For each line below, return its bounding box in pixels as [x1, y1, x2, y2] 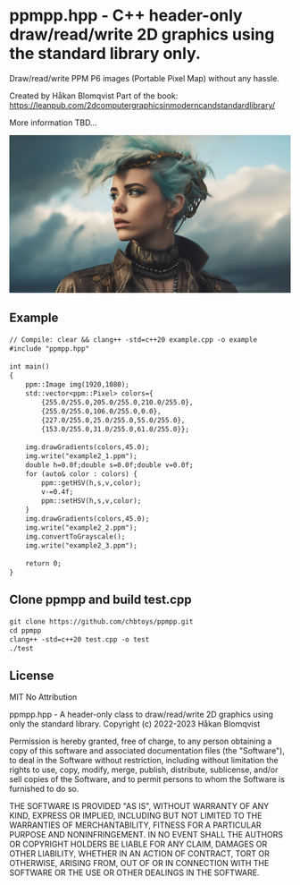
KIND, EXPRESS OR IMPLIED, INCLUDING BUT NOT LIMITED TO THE [9, 811, 262, 821]
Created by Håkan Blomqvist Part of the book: [9, 90, 179, 101]
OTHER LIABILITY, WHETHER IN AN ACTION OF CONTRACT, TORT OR [9, 848, 270, 859]
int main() [9, 362, 50, 371]
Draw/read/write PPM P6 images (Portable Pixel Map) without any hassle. [9, 72, 279, 83]
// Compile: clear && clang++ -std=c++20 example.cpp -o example [9, 335, 257, 345]
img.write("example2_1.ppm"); [25, 451, 138, 461]
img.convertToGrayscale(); [25, 532, 126, 541]
